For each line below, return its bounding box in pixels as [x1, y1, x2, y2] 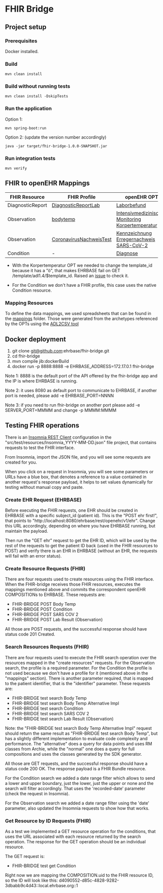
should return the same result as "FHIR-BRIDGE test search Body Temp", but [5, 730, 158, 736]
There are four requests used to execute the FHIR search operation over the [5, 654, 157, 660]
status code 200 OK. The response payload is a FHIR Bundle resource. [5, 765, 147, 771]
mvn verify [5, 166, 27, 171]
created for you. [5, 459, 37, 465]
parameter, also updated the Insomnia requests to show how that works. [5, 805, 149, 811]
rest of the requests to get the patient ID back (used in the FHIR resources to [5, 543, 158, 549]
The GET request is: [5, 853, 45, 859]
